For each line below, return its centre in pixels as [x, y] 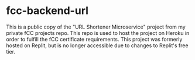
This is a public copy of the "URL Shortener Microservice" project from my [96, 27]
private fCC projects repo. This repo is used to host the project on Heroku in [98, 33]
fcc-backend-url [47, 11]
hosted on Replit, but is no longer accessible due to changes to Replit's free [97, 45]
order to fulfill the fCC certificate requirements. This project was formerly [94, 39]
